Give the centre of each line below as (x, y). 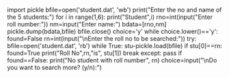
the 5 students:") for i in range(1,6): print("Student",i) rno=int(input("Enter (110, 17)
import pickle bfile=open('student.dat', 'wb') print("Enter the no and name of (114, 10)
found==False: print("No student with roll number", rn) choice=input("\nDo (112, 60)
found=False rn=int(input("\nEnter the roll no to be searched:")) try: (102, 39)
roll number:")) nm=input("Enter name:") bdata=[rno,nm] (87, 24)
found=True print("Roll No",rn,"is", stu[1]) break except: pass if (95, 53)
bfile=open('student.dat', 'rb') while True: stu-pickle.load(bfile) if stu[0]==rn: (114, 46)
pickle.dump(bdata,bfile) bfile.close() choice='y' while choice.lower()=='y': (113, 31)
